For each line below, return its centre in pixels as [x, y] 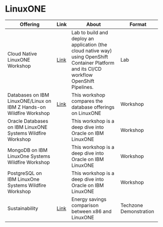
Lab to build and [90, 32]
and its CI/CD [86, 69]
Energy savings [89, 199]
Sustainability [23, 208]
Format [138, 24]
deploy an [82, 38]
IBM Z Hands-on [27, 107]
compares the [87, 101]
